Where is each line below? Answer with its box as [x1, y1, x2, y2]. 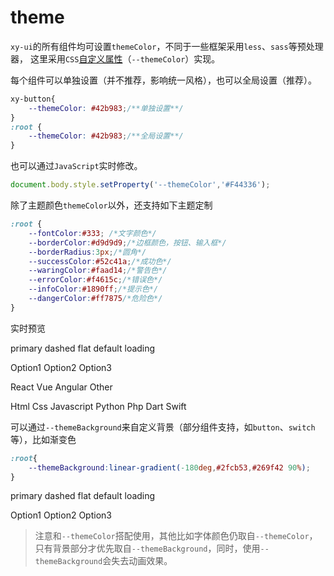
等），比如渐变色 [10, 433, 77, 445]
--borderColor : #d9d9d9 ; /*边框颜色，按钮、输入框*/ [28, 237, 227, 248]
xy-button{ [10, 94, 56, 104]
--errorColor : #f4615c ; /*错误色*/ [28, 275, 163, 285]
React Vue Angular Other [10, 381, 113, 393]
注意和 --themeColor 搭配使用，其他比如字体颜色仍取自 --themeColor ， [34, 530, 318, 542]
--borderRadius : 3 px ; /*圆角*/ [28, 247, 147, 257]
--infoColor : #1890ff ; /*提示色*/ [28, 284, 159, 295]
